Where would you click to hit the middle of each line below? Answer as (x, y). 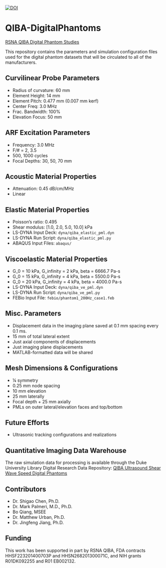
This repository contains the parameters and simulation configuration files (81, 51)
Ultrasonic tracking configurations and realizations (64, 435)
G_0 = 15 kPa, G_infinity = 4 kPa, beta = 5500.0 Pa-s (66, 276)
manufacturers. (21, 62)
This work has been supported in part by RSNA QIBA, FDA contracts (75, 550)
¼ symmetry (25, 380)
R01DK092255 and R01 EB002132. (40, 561)
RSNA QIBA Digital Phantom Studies (42, 42)
